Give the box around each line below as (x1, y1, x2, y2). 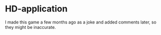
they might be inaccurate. (5, 24, 56, 30)
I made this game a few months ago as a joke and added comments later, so (5, 19, 157, 25)
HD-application (5, 3, 68, 14)
